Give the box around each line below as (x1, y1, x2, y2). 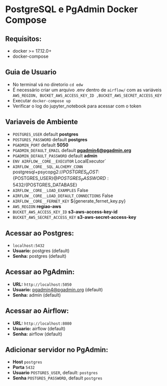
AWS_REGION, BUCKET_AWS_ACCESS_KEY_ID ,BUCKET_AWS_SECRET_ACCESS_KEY (12, 93, 162, 98)
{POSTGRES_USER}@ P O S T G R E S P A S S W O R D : (12, 175, 109, 183)
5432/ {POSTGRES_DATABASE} (12, 182, 78, 188)
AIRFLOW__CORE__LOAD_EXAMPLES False (12, 187, 88, 194)
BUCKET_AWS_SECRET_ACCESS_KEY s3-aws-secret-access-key (12, 214, 137, 220)
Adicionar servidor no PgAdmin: (5, 345, 108, 354)
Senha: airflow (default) (12, 331, 63, 337)
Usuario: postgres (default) (12, 248, 70, 254)
